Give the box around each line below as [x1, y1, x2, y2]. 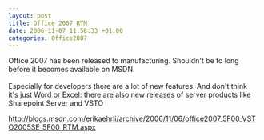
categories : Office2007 [8, 34, 88, 42]
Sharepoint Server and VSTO [8, 98, 104, 108]
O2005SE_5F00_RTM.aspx [8, 122, 96, 132]
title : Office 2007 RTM [8, 19, 88, 27]
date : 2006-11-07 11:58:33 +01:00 [8, 26, 124, 34]
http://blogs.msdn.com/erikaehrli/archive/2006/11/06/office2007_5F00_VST [8, 114, 256, 124]
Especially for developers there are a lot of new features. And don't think [8, 82, 248, 91]
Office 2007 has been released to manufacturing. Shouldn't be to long [8, 56, 239, 66]
